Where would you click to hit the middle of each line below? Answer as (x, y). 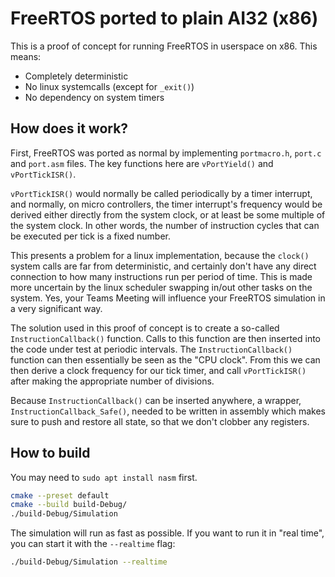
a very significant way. (56, 308)
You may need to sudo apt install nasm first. (104, 477)
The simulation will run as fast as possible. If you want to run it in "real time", (167, 533)
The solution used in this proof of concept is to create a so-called (145, 328)
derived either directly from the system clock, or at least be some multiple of (168, 214)
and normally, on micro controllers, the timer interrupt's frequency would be (166, 204)
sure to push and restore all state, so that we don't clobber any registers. (160, 421)
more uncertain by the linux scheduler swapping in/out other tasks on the (161, 287)
